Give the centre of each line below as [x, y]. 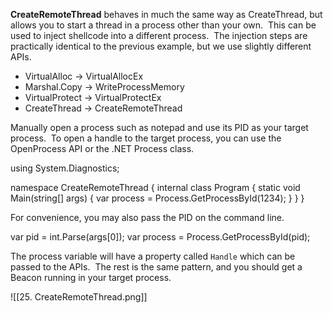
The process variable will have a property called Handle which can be [153, 256]
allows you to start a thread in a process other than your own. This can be [163, 25]
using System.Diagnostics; [65, 168]
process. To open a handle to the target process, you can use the [146, 138]
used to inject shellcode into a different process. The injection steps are [159, 35]
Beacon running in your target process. [91, 277]
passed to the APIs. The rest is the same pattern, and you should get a [156, 267]
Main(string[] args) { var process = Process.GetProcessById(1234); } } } [157, 198]
